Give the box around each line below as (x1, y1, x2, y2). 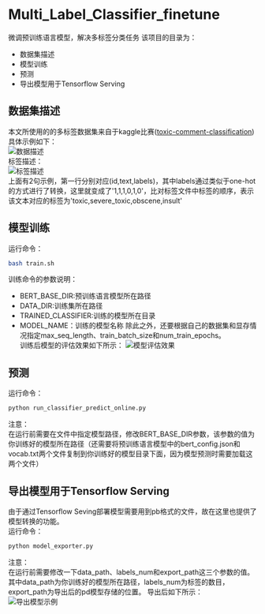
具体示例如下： (8, 137, 57, 146)
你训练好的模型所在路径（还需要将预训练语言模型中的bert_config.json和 (8, 440, 241, 449)
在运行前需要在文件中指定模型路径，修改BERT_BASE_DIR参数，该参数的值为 (8, 429, 255, 439)
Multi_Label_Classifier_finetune (8, 6, 221, 24)
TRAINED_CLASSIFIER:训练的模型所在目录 (19, 311, 156, 320)
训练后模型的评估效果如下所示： (19, 341, 124, 350)
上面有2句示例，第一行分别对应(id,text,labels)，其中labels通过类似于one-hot (8, 176, 256, 185)
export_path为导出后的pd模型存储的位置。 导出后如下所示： (8, 586, 203, 597)
